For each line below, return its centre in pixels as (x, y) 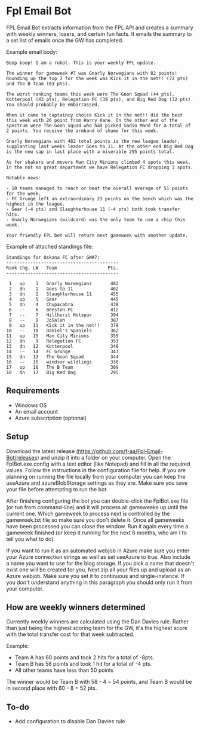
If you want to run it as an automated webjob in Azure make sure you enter (98, 550)
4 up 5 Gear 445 (64, 299)
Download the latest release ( (42, 451)
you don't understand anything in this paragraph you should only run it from (99, 582)
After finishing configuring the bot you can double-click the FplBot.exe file (97, 501)
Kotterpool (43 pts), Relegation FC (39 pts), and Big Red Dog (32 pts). (100, 99)
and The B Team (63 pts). (38, 84)
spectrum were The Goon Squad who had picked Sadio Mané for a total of (99, 126)
